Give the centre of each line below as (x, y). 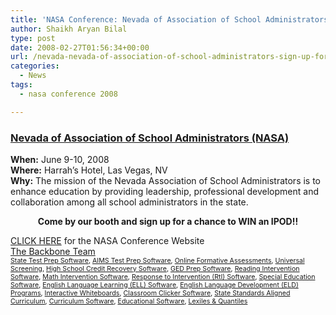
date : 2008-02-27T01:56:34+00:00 (80, 47)
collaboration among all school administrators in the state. (129, 202)
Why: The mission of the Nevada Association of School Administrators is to (166, 180)
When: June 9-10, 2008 (60, 159)
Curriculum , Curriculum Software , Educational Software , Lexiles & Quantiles (129, 301)
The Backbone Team (53, 251)
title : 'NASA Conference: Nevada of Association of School (136, 19)
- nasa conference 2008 (68, 94)
